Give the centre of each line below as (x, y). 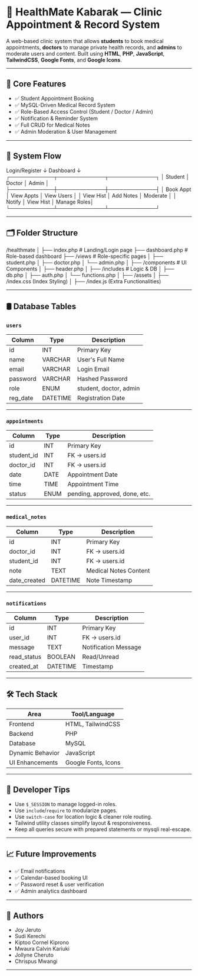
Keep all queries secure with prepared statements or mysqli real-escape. (103, 829)
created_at (24, 666)
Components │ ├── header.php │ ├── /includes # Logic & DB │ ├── (90, 269)
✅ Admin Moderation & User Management (65, 131)
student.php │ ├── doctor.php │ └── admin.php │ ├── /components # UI (96, 263)
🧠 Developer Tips (38, 790)
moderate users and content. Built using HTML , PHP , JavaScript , (85, 53)
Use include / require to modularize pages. (66, 810)
